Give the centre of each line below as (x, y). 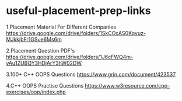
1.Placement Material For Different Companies (61, 27)
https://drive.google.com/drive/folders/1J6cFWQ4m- (69, 57)
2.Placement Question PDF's (41, 50)
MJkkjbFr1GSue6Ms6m (34, 39)
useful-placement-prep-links (78, 11)
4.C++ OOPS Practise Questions (45, 85)
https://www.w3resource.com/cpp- (127, 85)
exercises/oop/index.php (36, 92)
